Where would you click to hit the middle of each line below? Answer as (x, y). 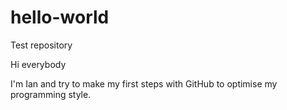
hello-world (60, 17)
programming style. (51, 94)
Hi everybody (38, 64)
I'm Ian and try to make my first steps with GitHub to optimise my (144, 83)
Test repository (41, 45)
